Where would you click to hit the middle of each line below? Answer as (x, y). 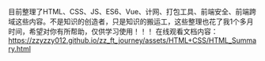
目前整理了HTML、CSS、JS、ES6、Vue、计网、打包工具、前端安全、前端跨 (132, 11)
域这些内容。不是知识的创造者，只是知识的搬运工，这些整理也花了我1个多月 (131, 21)
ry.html (20, 49)
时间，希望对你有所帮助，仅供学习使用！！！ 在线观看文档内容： (113, 31)
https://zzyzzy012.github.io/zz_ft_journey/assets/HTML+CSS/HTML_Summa (132, 40)
